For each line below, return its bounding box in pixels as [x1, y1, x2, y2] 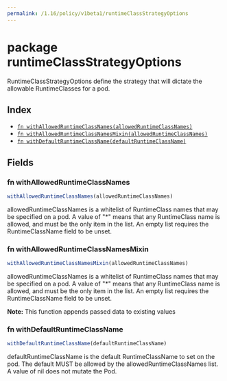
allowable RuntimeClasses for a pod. [7, 84, 110, 93]
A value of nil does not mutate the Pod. [7, 367, 117, 376]
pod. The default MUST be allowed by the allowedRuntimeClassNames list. [7, 360, 219, 368]
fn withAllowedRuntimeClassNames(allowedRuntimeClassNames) [16, 124, 193, 130]
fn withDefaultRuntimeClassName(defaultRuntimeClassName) [16, 138, 187, 145]
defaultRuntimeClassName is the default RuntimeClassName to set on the [7, 353, 215, 361]
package [7, 39, 58, 55]
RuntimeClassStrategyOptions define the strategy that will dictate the [7, 77, 202, 85]
